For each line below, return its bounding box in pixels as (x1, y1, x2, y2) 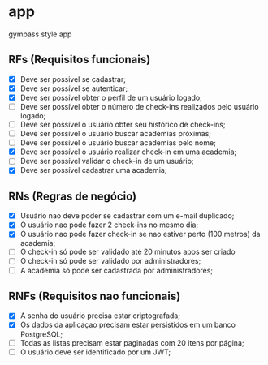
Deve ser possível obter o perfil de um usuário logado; (19, 92, 203, 102)
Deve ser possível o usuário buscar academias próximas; (19, 129, 212, 139)
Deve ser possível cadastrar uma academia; (19, 165, 167, 175)
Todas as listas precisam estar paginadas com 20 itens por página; (19, 337, 244, 347)
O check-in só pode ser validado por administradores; (19, 256, 201, 266)
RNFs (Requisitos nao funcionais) (8, 289, 181, 303)
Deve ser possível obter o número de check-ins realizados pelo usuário (19, 101, 259, 111)
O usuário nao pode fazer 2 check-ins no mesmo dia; (19, 220, 199, 230)
